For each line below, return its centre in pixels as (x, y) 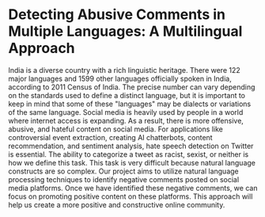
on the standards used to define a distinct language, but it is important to (127, 95)
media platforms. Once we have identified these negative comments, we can (133, 188)
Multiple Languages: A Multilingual (125, 31)
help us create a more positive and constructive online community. (117, 204)
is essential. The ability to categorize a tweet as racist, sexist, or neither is (129, 154)
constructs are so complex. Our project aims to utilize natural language (123, 171)
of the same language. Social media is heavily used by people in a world (126, 112)
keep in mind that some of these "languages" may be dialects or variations (130, 104)
